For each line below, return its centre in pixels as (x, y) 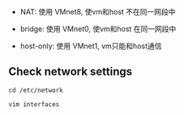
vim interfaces (34, 104)
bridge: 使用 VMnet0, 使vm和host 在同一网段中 (98, 29)
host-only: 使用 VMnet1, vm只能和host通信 (91, 46)
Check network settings (71, 72)
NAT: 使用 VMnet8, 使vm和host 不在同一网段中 (98, 12)
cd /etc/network (36, 90)
